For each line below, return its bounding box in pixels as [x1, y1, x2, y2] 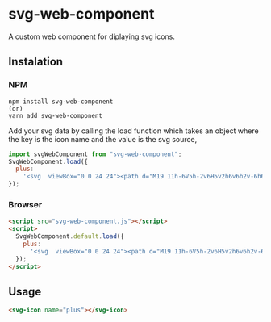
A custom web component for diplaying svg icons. [8, 31, 176, 41]
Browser [8, 199, 43, 210]
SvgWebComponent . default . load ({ [15, 232, 125, 240]
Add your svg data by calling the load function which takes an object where [8, 126, 260, 136]
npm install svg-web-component [8, 98, 114, 106]
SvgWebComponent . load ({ [8, 157, 89, 165]
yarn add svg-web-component [8, 111, 103, 119]
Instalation [8, 55, 63, 69]
